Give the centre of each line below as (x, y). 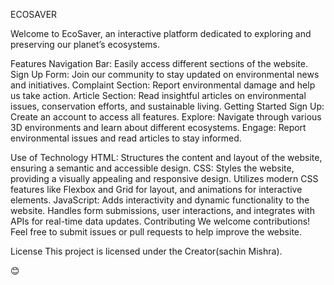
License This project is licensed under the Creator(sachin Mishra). (146, 251)
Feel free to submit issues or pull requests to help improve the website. (156, 232)
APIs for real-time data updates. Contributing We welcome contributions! (160, 221)
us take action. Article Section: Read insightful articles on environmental (158, 95)
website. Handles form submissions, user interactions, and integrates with (162, 210)
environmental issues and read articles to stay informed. (126, 138)
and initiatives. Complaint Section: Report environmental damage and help (163, 85)
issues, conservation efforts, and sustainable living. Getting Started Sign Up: (167, 106)
